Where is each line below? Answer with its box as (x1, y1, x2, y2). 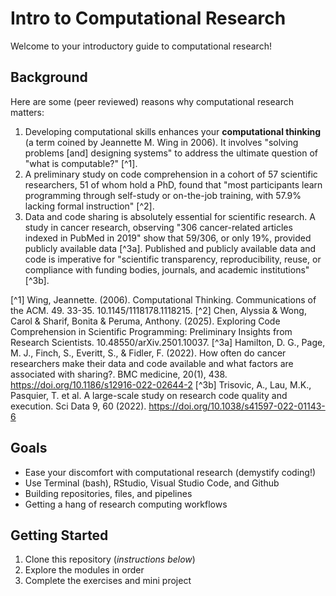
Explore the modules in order (24, 564, 145, 576)
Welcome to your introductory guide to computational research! (10, 40, 272, 52)
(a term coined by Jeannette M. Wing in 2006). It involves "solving (24, 136, 299, 148)
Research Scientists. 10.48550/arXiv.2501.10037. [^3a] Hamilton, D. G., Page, (10, 336, 326, 348)
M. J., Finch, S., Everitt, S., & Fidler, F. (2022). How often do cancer (10, 347, 287, 359)
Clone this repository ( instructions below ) (24, 553, 196, 566)
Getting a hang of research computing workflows (24, 498, 228, 510)
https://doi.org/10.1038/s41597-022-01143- (148, 400, 326, 412)
